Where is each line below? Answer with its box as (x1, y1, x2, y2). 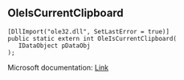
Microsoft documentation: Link (7, 62, 109, 72)
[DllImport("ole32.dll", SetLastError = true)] (7, 27, 170, 35)
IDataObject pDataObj (18, 42, 91, 50)
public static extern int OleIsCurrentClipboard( (7, 34, 178, 42)
